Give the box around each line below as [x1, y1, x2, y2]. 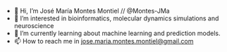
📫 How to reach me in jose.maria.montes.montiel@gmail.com [13, 37, 194, 45]
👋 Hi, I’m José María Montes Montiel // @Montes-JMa [13, 7, 171, 15]
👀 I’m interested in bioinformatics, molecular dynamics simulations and [13, 14, 219, 22]
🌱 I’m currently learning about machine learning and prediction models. [13, 29, 221, 37]
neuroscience [13, 22, 54, 30]
